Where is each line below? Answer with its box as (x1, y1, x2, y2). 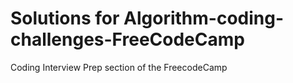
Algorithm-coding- (123, 7, 285, 30)
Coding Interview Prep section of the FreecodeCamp (10, 61, 228, 73)
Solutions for (10, 7, 120, 30)
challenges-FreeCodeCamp (10, 28, 245, 51)
